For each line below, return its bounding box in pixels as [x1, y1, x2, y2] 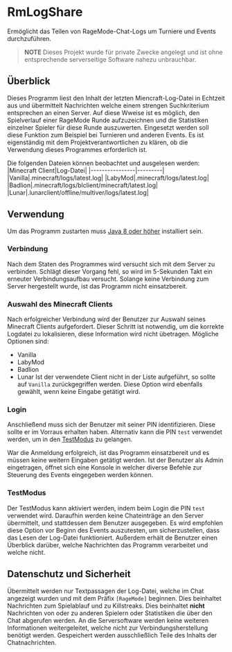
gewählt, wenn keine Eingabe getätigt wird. [17, 388, 141, 396]
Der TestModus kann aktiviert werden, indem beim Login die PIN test [7, 504, 206, 512]
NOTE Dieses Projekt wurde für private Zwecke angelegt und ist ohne [24, 48, 223, 56]
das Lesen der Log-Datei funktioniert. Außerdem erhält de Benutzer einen [7, 533, 218, 542]
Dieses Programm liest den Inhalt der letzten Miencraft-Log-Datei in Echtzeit [7, 94, 225, 102]
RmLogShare [7, 4, 83, 20]
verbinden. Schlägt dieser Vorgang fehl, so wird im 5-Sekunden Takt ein [7, 267, 213, 275]
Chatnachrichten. [7, 638, 57, 646]
